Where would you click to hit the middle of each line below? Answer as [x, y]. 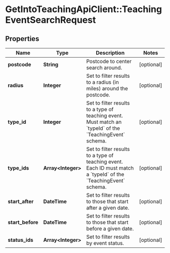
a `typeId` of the [105, 174]
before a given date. [110, 229]
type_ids [18, 168]
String [51, 64]
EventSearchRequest [51, 20]
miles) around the [107, 88]
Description [110, 53]
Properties [22, 39]
